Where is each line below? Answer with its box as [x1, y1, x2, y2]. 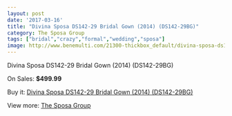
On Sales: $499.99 [7, 75, 62, 83]
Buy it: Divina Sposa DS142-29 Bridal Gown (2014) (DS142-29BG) [7, 88, 193, 96]
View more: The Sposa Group [7, 101, 91, 109]
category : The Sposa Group [7, 29, 85, 37]
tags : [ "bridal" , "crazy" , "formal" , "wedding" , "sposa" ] [7, 36, 166, 43]
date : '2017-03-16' [7, 17, 64, 23]
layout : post [7, 10, 45, 17]
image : [7, 42, 26, 49]
